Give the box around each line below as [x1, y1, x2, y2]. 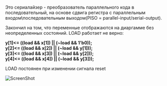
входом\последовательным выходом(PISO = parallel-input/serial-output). [5, 15, 162, 21]
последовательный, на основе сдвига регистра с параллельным [5, 10, 146, 16]
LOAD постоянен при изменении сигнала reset [5, 65, 106, 71]
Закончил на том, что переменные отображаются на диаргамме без [5, 25, 154, 31]
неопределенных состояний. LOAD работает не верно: [5, 30, 124, 36]
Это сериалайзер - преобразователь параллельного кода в [5, 5, 135, 10]
